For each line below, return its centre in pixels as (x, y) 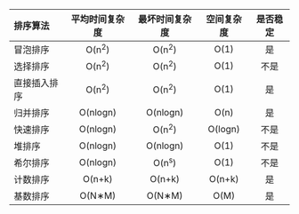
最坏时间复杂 (165, 19)
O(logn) (224, 129)
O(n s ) (165, 162)
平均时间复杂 (97, 19)
